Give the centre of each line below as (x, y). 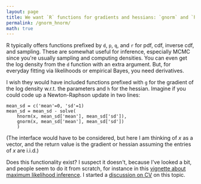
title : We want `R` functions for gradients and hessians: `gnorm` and (97, 17)
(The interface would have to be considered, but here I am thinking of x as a (100, 138)
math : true (20, 28)
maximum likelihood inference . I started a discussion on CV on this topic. (96, 175)
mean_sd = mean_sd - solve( (41, 111)
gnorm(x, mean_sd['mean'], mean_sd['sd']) (71, 122)
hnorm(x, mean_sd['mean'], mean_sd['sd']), (72, 116)
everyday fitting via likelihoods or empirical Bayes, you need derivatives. (95, 71)
